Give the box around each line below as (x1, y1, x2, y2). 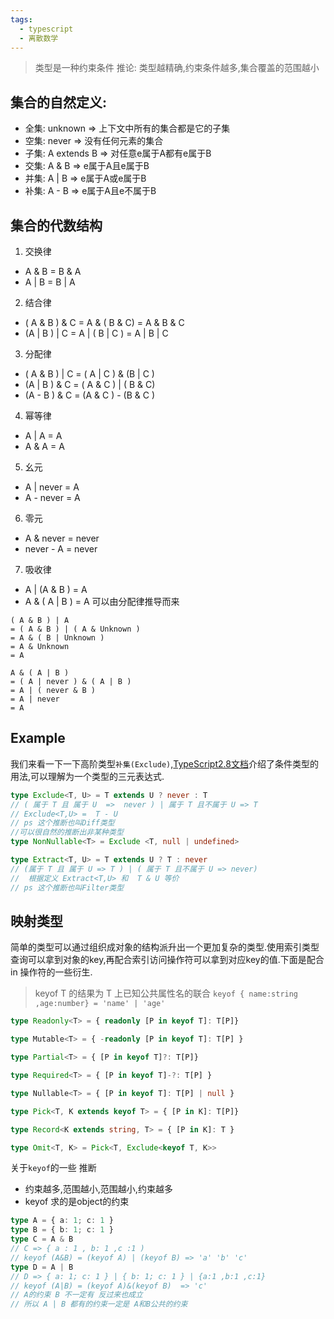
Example (10, 730, 66, 747)
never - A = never (24, 543, 98, 555)
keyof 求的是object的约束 (24, 1196, 130, 1208)
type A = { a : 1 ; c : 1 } (10, 1216, 114, 1226)
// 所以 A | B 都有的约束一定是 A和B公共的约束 (10, 1299, 188, 1310)
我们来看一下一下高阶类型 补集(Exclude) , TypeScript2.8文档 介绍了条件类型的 (10, 757, 319, 770)
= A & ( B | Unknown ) (10, 633, 105, 643)
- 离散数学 (19, 33, 59, 43)
